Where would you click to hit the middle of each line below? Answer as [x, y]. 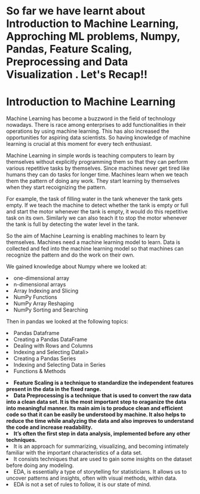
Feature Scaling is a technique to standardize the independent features [104, 383]
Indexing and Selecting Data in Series [60, 365]
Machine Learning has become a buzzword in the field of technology [91, 118]
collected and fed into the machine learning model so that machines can [95, 249]
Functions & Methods [40, 371]
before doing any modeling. [40, 465]
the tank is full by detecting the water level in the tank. [73, 224]
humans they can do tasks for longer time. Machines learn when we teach [97, 175]
